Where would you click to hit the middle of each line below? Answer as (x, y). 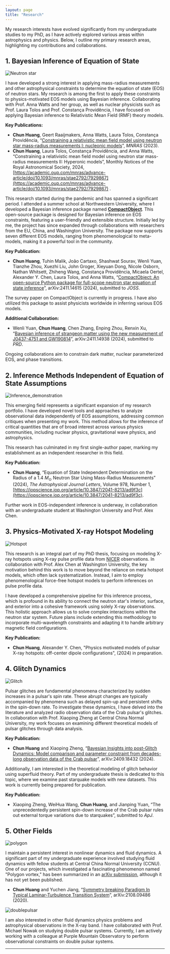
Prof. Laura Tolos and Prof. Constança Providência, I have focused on (78, 110)
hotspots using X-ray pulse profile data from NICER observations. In (84, 559)
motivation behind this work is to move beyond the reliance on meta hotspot (84, 569)
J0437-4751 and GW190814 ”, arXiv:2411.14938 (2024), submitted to (83, 339)
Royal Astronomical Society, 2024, (48, 167)
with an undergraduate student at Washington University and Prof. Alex (79, 510)
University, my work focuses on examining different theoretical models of (82, 723)
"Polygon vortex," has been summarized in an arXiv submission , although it (83, 875)
